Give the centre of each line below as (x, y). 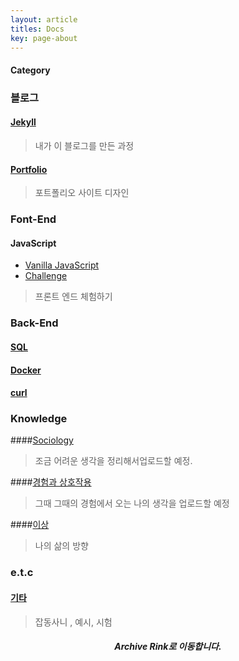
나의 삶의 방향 (61, 546)
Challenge (46, 276)
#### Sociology (42, 440)
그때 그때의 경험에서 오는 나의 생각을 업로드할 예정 (132, 503)
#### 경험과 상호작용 (51, 482)
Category (30, 70)
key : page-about (44, 38)
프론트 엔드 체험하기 (73, 297)
